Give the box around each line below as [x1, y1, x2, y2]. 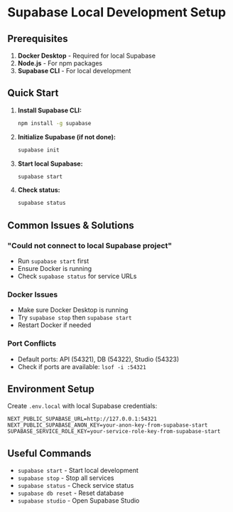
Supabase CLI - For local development [17, 67, 131, 75]
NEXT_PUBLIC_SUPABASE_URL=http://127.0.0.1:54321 [7, 415, 158, 423]
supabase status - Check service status [17, 481, 134, 490]
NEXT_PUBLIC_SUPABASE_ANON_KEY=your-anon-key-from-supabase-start [7, 422, 208, 429]
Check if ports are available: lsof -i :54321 [17, 362, 147, 370]
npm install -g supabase [17, 119, 92, 127]
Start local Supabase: [17, 159, 83, 168]
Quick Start [7, 87, 59, 100]
